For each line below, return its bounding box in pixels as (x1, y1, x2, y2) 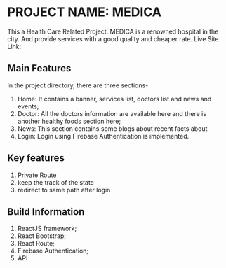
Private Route (17, 171, 57, 179)
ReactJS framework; (17, 225, 77, 233)
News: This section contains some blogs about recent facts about (17, 124, 208, 133)
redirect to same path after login (17, 185, 111, 194)
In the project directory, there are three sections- (7, 81, 149, 90)
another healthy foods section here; (17, 117, 121, 125)
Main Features (7, 62, 72, 74)
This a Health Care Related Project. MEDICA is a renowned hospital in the (7, 27, 219, 36)
